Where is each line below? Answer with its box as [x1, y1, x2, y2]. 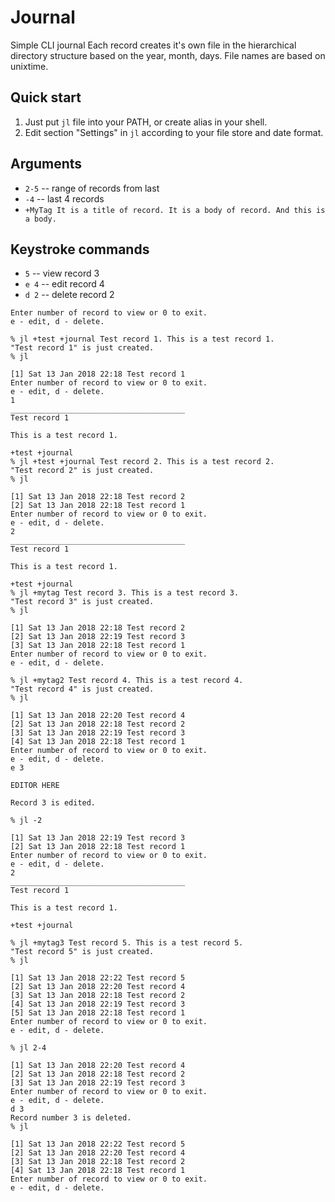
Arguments [10, 156, 83, 173]
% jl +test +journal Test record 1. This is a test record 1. [10, 334, 275, 345]
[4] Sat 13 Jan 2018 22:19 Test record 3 [10, 999, 186, 1010]
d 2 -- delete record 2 [24, 289, 115, 301]
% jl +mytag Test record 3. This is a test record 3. [10, 588, 240, 598]
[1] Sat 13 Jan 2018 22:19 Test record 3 [10, 833, 186, 843]
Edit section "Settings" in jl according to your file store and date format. [24, 126, 324, 138]
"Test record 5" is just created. [10, 947, 155, 957]
